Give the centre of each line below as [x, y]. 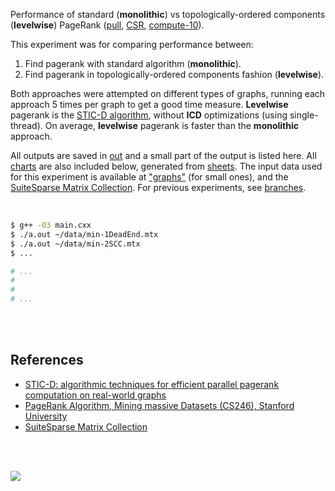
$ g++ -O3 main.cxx [51, 225]
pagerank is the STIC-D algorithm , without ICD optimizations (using [149, 115]
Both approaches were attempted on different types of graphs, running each [168, 93]
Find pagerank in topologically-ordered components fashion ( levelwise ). [174, 74]
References [47, 360]
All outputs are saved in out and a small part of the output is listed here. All [163, 155]
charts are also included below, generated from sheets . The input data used [166, 166]
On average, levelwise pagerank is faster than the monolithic [172, 125]
